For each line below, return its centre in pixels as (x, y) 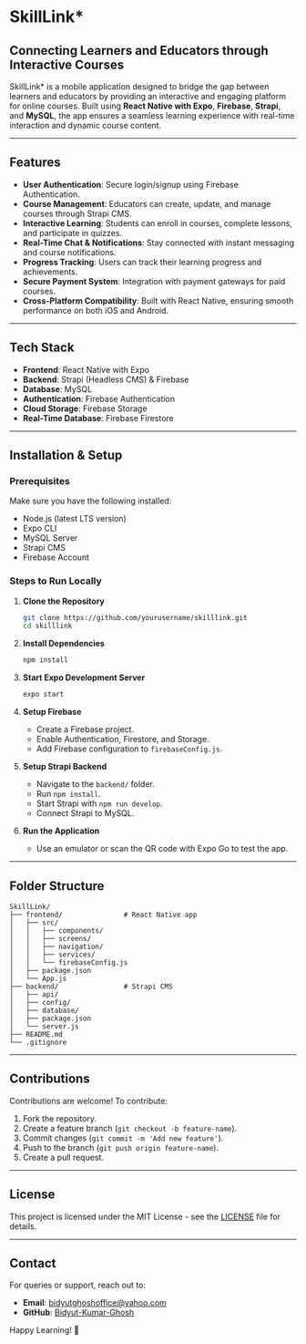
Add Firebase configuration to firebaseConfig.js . (129, 749)
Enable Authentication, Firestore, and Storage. (122, 739)
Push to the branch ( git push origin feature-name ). (121, 1147)
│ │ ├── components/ (56, 930)
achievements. (50, 272)
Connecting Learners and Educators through (139, 51)
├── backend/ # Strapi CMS (91, 987)
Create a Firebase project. (85, 729)
